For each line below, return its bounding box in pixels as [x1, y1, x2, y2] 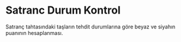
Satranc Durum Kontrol [5, 4, 121, 17]
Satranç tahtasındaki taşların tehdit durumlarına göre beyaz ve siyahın [5, 23, 176, 30]
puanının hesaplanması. [5, 29, 63, 36]
